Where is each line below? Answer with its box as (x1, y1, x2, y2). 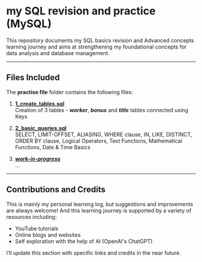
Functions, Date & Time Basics (14, 143, 91, 150)
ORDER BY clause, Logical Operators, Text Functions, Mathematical (14, 137, 182, 144)
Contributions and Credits (6, 185, 106, 195)
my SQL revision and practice (6, 4, 156, 18)
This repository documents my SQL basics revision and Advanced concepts (6, 37, 194, 44)
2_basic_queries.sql (14, 124, 67, 131)
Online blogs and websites (14, 231, 81, 238)
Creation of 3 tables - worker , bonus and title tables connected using (14, 106, 188, 113)
